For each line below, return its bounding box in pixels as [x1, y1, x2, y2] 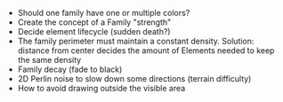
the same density [17, 55, 82, 65]
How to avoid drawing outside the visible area [17, 83, 186, 93]
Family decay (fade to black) [17, 64, 123, 75]
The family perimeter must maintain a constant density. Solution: [17, 35, 255, 46]
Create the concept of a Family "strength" [17, 17, 172, 27]
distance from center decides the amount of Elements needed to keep [17, 45, 275, 56]
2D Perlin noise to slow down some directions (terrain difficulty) [17, 74, 252, 83]
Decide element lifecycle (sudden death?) [17, 27, 171, 36]
